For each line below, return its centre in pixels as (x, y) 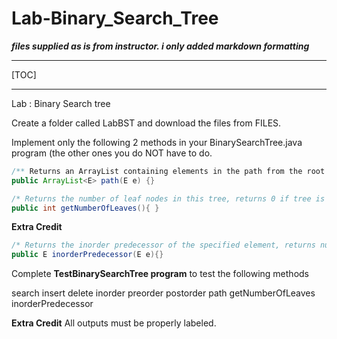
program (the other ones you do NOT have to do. (112, 153)
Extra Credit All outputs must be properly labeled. (114, 323)
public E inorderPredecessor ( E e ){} (87, 255)
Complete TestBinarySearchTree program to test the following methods (160, 274)
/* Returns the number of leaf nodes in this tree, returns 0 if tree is (168, 198)
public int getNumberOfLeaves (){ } (85, 208)
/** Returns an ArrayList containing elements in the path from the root (168, 171)
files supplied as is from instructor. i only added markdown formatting (160, 46)
